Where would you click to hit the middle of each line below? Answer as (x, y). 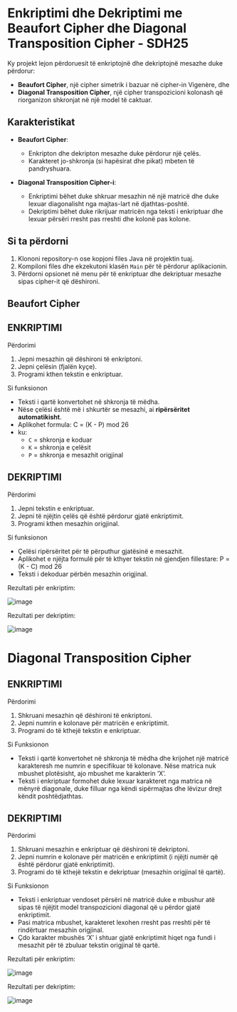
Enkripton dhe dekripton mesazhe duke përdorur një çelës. (115, 153)
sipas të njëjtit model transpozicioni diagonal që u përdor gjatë (109, 907)
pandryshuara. (50, 168)
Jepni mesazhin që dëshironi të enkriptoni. (80, 359)
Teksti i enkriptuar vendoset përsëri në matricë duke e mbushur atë (116, 900)
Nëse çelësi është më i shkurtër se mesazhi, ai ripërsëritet (104, 409)
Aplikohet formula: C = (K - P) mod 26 (73, 424)
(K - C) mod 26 (40, 566)
